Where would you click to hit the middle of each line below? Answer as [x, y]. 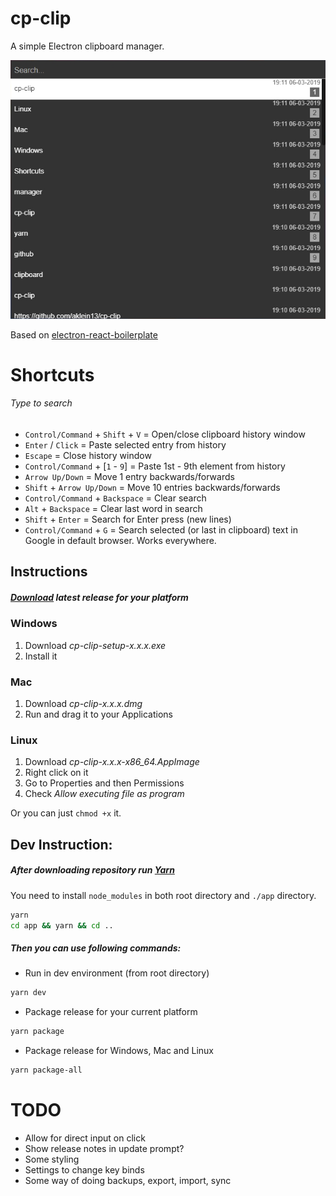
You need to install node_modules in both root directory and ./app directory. [163, 895]
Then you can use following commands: [96, 948]
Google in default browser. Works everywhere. [120, 541]
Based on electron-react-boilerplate [84, 334]
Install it [41, 656]
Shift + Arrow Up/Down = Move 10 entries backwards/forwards [152, 488]
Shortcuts [52, 374]
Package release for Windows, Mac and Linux [119, 1051]
